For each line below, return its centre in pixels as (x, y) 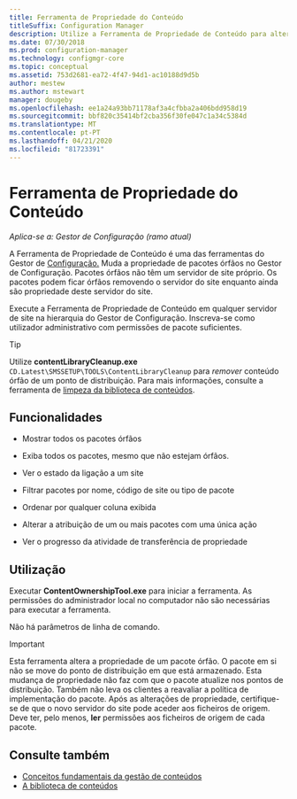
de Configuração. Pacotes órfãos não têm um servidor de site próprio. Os (143, 272)
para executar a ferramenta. (60, 610)
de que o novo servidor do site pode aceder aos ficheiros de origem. (145, 709)
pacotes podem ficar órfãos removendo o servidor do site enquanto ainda (144, 282)
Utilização (38, 569)
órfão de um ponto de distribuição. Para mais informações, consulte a (136, 380)
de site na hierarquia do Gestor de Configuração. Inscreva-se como (132, 318)
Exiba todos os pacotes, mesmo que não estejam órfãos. (126, 456)
